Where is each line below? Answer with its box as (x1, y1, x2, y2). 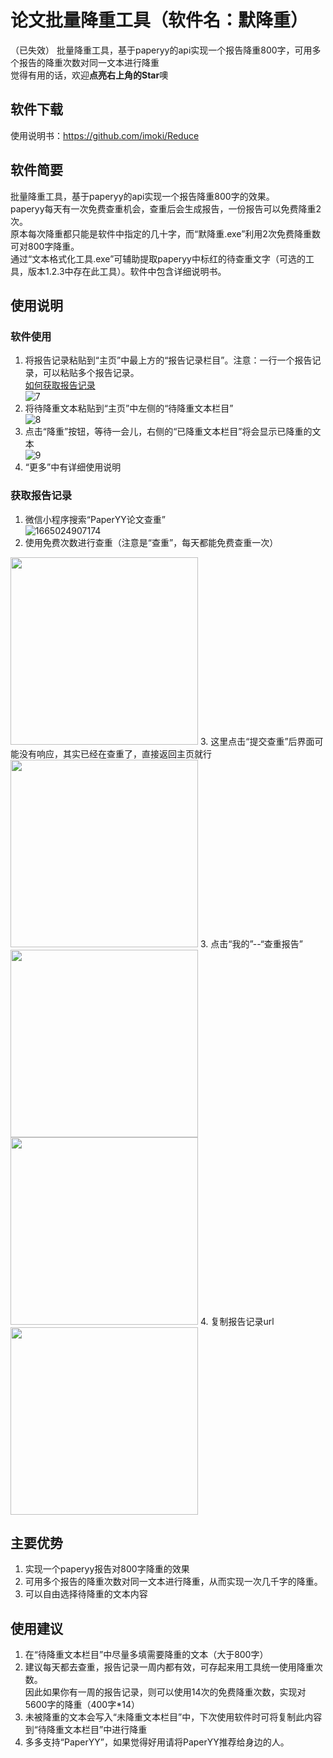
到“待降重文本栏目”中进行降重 (24, 1724, 148, 1736)
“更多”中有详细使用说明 (24, 461, 122, 473)
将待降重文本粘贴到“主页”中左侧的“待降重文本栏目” (24, 402, 234, 415)
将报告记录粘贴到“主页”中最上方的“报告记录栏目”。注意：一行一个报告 (24, 354, 313, 366)
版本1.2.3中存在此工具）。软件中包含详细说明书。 (27, 265, 227, 277)
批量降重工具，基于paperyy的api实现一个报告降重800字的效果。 (10, 190, 275, 202)
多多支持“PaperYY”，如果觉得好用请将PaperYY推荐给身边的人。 (24, 1736, 290, 1748)
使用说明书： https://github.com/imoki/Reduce (10, 129, 200, 141)
